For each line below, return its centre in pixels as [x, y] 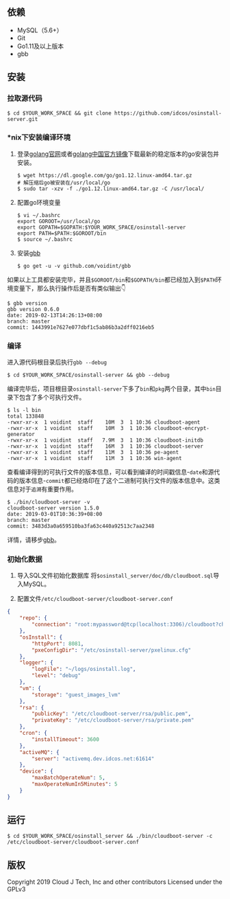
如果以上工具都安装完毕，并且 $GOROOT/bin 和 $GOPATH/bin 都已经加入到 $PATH [112, 280]
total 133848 [26, 417]
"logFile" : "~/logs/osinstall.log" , [84, 669]
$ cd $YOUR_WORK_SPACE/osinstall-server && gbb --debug [88, 375]
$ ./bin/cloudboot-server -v [49, 502]
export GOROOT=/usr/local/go [59, 221]
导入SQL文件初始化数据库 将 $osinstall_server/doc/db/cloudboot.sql [115, 576]
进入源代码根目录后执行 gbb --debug [57, 362]
